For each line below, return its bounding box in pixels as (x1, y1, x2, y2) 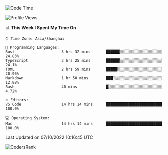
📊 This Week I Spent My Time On (5, 25, 76, 30)
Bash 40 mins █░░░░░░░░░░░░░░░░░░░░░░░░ (5, 84, 163, 89)
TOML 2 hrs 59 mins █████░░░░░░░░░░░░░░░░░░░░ (5, 67, 163, 72)
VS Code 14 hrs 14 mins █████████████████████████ (5, 102, 163, 107)
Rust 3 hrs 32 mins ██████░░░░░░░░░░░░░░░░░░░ (5, 49, 163, 54)
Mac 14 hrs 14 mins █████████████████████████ (5, 121, 163, 126)
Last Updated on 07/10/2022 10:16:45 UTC (5, 134, 93, 140)
